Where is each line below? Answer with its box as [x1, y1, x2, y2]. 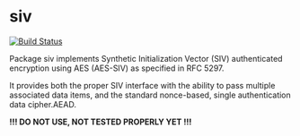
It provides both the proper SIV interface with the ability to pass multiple [9, 80, 276, 90]
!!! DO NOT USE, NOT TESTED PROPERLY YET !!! [9, 116, 192, 127]
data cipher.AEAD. [9, 98, 76, 109]
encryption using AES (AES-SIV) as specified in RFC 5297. [9, 63, 225, 73]
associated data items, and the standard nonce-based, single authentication [9, 89, 292, 100]
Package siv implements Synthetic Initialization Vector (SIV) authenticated [9, 53, 283, 64]
